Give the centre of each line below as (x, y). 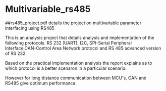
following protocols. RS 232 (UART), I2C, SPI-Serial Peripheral (69, 43)
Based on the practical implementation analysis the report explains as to (79, 63)
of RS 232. (16, 53)
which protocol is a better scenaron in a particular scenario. (66, 68)
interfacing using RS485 (30, 28)
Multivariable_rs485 (48, 9)
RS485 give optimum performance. (41, 83)
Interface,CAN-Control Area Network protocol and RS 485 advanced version (83, 48)
